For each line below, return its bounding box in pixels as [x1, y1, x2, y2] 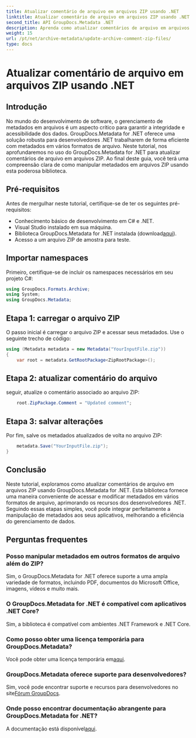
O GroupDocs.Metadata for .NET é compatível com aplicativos [6, 600, 187, 608]
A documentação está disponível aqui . [6, 725, 97, 732]
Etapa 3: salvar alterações [6, 416, 104, 426]
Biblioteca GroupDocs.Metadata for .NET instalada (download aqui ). [14, 229, 177, 237]
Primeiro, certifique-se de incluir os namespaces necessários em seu [6, 269, 174, 276]
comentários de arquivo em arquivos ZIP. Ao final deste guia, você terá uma [6, 155, 189, 162]
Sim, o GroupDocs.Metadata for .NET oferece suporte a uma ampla [6, 573, 168, 580]
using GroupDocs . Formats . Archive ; [6, 286, 91, 292]
